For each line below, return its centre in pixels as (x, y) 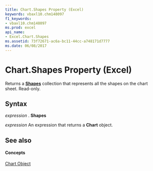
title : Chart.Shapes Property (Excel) (44, 9)
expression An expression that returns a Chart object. (59, 125)
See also (18, 140)
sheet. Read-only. (23, 89)
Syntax (16, 104)
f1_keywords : (18, 19)
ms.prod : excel (20, 28)
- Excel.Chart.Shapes (27, 37)
